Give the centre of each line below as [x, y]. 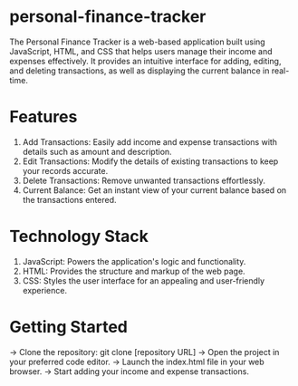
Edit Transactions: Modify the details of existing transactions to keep [150, 161]
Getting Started [69, 327]
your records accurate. [65, 170]
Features [43, 117]
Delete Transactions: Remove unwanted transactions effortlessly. [144, 180]
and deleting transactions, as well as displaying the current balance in [139, 71]
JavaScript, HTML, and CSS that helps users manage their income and [141, 51]
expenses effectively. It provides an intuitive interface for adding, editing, [145, 61]
